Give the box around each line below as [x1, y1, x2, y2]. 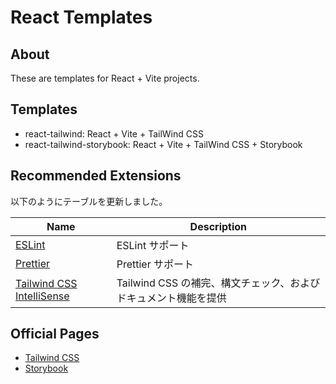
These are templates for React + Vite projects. [10, 72, 200, 84]
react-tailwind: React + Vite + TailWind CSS [24, 127, 204, 140]
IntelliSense [15, 289, 70, 303]
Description [189, 219, 248, 233]
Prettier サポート [116, 257, 194, 271]
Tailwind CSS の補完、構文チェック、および [116, 276, 321, 290]
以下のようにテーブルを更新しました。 [10, 195, 168, 207]
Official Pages [10, 326, 100, 343]
